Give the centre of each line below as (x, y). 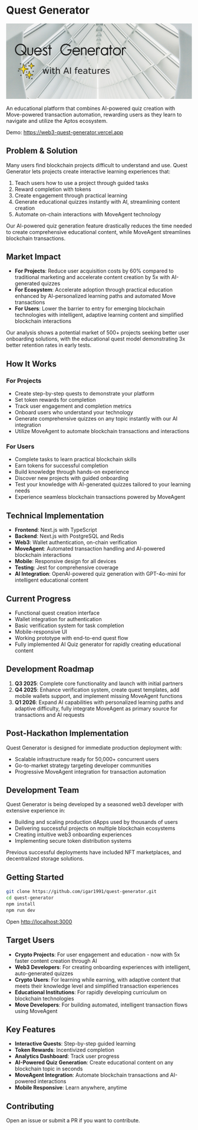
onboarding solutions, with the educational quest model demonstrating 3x (96, 339)
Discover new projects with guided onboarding (71, 478)
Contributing (30, 1106)
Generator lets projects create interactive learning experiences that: (88, 171)
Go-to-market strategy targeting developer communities (83, 765)
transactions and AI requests (49, 715)
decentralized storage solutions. (45, 859)
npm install (21, 904)
